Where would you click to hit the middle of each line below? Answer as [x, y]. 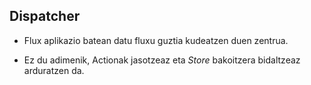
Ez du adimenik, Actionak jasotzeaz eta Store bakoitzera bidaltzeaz [162, 60]
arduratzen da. [54, 70]
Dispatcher [45, 16]
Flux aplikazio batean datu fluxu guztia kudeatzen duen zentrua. [156, 40]
